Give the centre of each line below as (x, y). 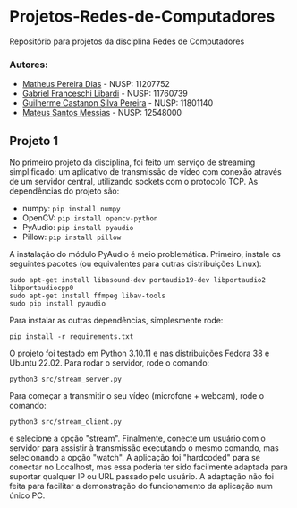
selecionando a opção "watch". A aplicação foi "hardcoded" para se (135, 458)
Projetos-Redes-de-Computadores (142, 17)
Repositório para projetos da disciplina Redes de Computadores (127, 41)
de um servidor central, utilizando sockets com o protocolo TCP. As (134, 182)
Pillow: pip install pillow (72, 237)
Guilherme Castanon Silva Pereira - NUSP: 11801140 (117, 103)
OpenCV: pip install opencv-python (90, 218)
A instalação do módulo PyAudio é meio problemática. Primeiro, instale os (145, 254)
